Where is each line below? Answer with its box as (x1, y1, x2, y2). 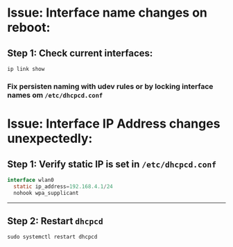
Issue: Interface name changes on (7, 5, 208, 21)
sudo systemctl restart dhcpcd (7, 234, 98, 241)
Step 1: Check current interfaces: (7, 47, 153, 59)
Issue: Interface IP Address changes (7, 116, 221, 132)
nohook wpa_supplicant (13, 189, 79, 196)
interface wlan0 (7, 176, 54, 183)
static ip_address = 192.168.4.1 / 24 (13, 182, 113, 190)
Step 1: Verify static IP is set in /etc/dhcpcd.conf (7, 158, 217, 170)
